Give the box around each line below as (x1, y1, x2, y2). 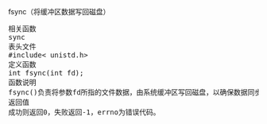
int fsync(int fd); (8, 68, 84, 77)
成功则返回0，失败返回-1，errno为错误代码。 (8, 108, 161, 117)
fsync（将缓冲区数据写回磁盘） (8, 7, 110, 16)
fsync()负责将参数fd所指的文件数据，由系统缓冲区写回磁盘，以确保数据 (8, 88, 248, 97)
